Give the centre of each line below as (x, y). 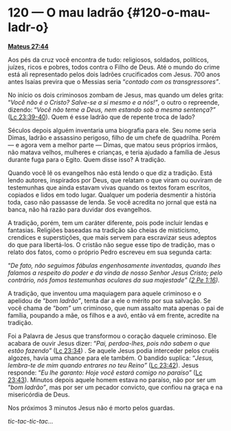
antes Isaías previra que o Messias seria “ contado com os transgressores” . (114, 81)
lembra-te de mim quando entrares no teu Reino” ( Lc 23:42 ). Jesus (103, 365)
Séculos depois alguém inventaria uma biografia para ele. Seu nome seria (112, 130)
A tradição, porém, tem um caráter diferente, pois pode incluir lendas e (108, 222)
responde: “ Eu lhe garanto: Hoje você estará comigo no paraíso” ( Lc (105, 372)
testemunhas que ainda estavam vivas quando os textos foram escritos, (110, 187)
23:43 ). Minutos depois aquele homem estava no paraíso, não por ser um (112, 379)
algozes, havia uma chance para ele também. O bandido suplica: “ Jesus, (111, 358)
